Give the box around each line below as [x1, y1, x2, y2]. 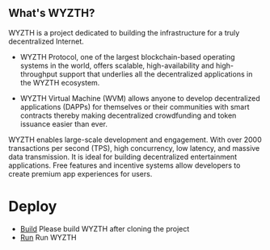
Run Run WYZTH [19, 232, 77, 242]
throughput [19, 69, 58, 79]
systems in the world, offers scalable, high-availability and [19, 60, 214, 70]
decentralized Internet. [8, 36, 85, 46]
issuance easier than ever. [19, 119, 108, 128]
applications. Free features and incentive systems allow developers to [8, 160, 241, 170]
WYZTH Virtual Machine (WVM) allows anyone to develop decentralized [19, 93, 260, 103]
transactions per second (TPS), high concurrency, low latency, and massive [8, 143, 260, 152]
